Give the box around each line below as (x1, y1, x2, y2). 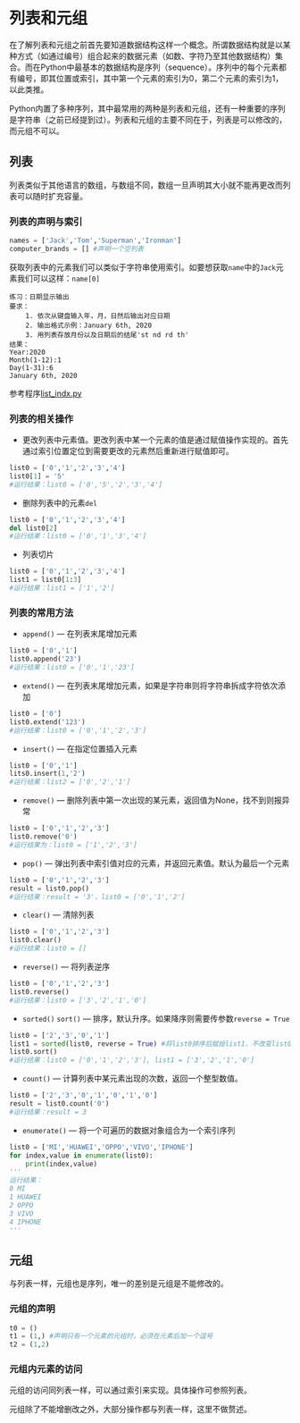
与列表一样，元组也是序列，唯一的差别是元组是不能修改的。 (9, 1278, 229, 1289)
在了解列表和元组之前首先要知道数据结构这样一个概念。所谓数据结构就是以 (9, 39, 283, 50)
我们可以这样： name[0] (16, 273, 101, 283)
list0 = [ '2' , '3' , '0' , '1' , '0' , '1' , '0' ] (9, 1091, 158, 1100)
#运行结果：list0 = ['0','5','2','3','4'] (9, 480, 163, 489)
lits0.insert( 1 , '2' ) (9, 770, 87, 779)
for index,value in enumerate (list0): (9, 1150, 154, 1160)
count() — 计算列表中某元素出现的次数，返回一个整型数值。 (21, 1074, 243, 1084)
